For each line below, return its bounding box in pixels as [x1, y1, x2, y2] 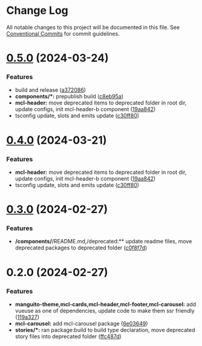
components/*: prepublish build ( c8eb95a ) [15, 93, 124, 100]
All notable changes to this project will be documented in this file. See [6, 24, 180, 31]
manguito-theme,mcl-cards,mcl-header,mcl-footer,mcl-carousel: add [15, 300, 197, 308]
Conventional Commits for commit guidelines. [6, 30, 120, 37]
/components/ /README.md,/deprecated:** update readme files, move [15, 238, 192, 245]
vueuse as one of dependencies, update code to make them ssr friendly [15, 307, 195, 314]
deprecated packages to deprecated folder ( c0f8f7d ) [15, 244, 148, 251]
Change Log [6, 4, 68, 18]
